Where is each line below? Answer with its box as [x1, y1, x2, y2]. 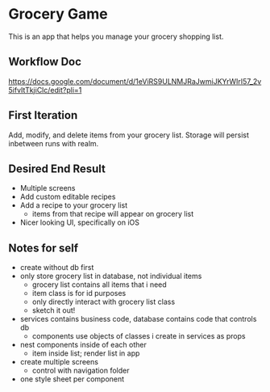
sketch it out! [31, 306, 76, 315]
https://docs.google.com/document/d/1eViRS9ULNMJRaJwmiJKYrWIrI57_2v [8, 76, 262, 86]
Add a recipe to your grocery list [19, 200, 128, 210]
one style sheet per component [19, 374, 125, 384]
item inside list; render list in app [31, 348, 140, 358]
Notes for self [8, 241, 79, 255]
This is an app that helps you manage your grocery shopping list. [8, 32, 224, 41]
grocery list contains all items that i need [31, 280, 167, 289]
